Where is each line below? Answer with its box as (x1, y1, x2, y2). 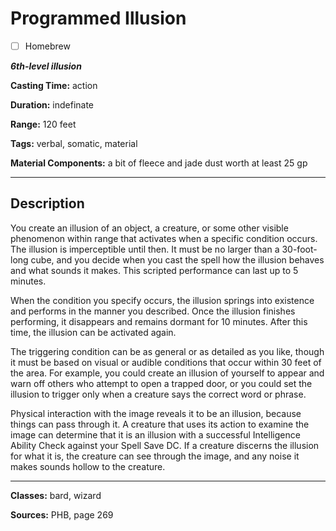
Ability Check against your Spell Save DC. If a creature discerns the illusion (10, 439, 320, 451)
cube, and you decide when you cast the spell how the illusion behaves (30, 253, 325, 266)
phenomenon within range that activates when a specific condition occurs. (10, 232, 318, 244)
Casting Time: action (10, 80, 98, 91)
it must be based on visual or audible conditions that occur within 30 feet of (10, 356, 322, 368)
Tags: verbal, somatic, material (10, 138, 138, 149)
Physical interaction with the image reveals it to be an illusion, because (10, 407, 302, 419)
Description (10, 195, 85, 212)
